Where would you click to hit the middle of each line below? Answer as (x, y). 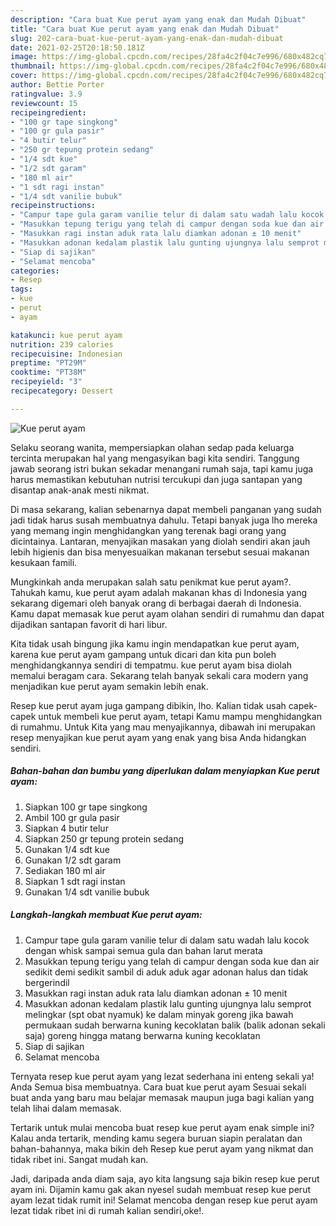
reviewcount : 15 (44, 103)
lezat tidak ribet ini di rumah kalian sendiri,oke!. (107, 1210)
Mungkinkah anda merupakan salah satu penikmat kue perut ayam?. (151, 582)
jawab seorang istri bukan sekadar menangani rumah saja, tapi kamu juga (162, 468)
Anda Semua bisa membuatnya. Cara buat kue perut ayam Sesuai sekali (158, 1087)
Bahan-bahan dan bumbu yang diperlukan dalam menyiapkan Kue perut (165, 771)
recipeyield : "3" (46, 382)
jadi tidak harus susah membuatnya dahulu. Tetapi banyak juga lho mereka (164, 520)
